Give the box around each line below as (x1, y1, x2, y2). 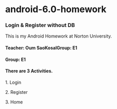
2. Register (5, 89, 28, 95)
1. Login (5, 79, 22, 85)
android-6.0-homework (5, 4, 107, 15)
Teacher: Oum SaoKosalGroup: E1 (5, 45, 77, 51)
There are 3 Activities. (5, 68, 53, 74)
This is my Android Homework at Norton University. (5, 33, 112, 39)
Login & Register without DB (5, 22, 75, 29)
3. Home (5, 99, 23, 105)
